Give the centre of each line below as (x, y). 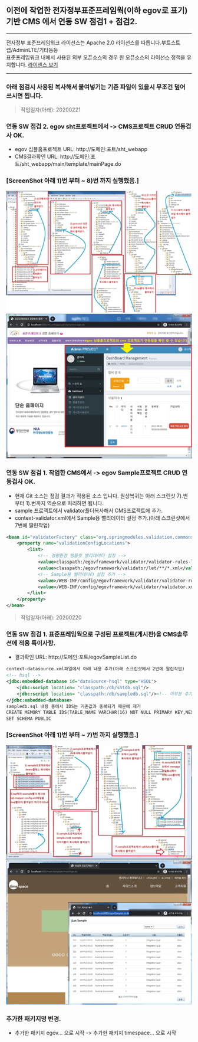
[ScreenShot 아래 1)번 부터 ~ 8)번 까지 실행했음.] (73, 181)
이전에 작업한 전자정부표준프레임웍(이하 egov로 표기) (97, 11)
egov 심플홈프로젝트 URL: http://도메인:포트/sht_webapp (81, 149)
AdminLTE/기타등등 (35, 50)
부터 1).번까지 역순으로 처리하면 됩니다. (59, 503)
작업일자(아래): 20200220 (51, 618)
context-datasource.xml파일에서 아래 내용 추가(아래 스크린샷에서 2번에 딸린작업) (95, 669)
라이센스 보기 (43, 64)
